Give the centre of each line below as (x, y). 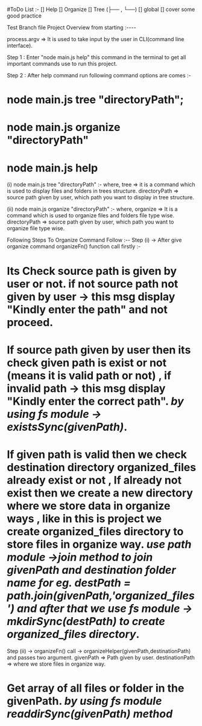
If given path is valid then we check (97, 455)
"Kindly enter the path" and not (87, 310)
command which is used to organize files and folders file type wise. (90, 216)
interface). (20, 46)
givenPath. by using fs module (84, 701)
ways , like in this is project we (84, 519)
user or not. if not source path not (93, 284)
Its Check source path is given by (92, 271)
